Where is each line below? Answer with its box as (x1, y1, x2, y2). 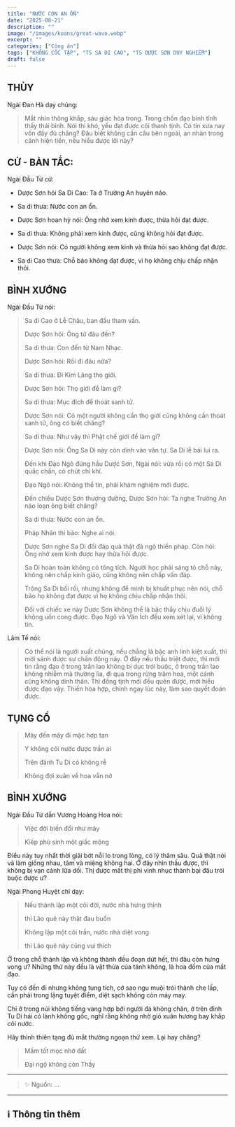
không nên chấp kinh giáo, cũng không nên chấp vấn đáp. (24, 571, 192, 579)
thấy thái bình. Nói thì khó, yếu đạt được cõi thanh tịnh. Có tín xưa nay (24, 121, 225, 130)
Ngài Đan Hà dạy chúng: (7, 100, 78, 109)
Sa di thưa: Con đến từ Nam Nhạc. (24, 344, 124, 352)
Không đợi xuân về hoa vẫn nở (24, 772, 113, 780)
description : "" (7, 23, 55, 30)
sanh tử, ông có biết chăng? (24, 419, 106, 427)
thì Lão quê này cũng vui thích (24, 941, 112, 950)
